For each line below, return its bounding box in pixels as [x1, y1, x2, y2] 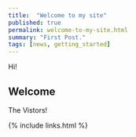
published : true [8, 19, 61, 27]
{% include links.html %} [8, 121, 88, 130]
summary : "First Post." [8, 33, 86, 41]
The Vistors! [8, 105, 48, 114]
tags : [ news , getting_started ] [8, 41, 111, 49]
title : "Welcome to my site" [8, 11, 108, 20]
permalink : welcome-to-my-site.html [8, 26, 128, 34]
